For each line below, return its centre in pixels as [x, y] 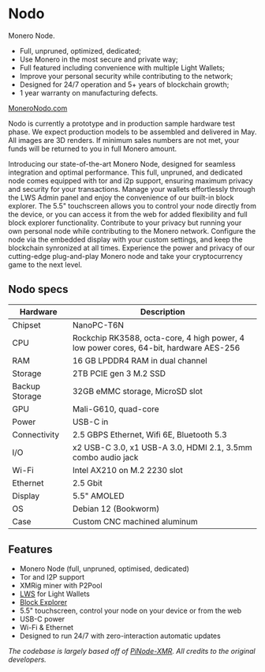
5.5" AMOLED [98, 496]
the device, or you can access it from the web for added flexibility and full [128, 214]
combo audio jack [105, 457]
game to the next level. [45, 265]
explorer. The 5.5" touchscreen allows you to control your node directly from [132, 205]
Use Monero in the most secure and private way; [99, 59]
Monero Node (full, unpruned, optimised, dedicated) [104, 569]
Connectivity [36, 434]
